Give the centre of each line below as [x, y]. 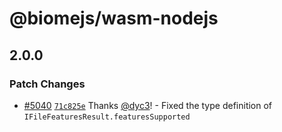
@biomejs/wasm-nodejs [114, 18]
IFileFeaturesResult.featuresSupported [107, 117]
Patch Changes [47, 84]
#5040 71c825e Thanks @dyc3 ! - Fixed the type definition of [148, 105]
